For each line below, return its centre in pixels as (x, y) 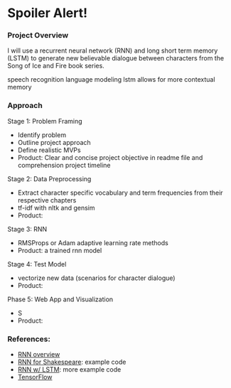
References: (29, 339)
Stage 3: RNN (27, 229)
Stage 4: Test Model (37, 264)
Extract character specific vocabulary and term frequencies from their (120, 193)
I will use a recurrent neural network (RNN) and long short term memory (113, 50)
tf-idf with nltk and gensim (56, 208)
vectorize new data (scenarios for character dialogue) (96, 278)
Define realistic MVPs (49, 150)
